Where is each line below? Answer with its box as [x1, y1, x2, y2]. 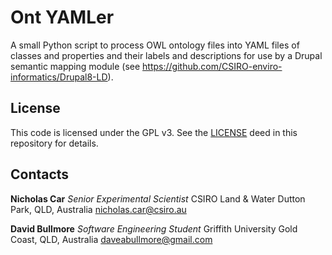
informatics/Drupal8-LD [10, 71, 108, 83]
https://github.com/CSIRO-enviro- [142, 60, 283, 72]
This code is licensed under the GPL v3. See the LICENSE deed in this [10, 126, 298, 138]
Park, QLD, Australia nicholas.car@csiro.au [10, 203, 187, 215]
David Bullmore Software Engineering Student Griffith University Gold [10, 222, 298, 235]
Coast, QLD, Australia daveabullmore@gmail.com [10, 233, 213, 245]
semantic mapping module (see [10, 60, 141, 72]
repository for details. [10, 137, 99, 149]
